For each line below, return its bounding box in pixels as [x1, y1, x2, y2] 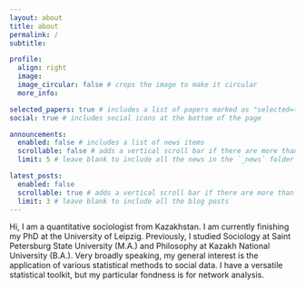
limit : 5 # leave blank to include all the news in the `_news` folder [17, 155, 295, 164]
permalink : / [9, 30, 59, 39]
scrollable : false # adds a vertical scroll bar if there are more [17, 147, 279, 156]
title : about [9, 22, 59, 31]
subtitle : [9, 38, 47, 48]
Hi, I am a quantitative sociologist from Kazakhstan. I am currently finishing [9, 221, 290, 232]
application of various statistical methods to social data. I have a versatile [9, 260, 283, 271]
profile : [9, 55, 43, 64]
